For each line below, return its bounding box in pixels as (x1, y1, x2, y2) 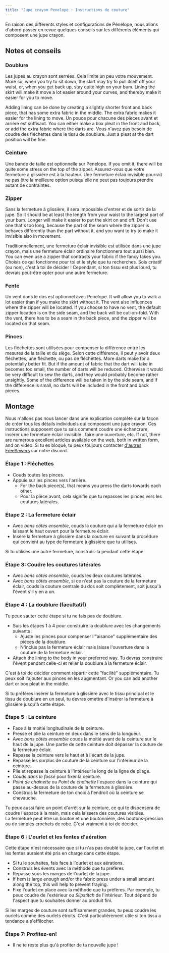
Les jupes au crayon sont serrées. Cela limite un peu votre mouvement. (5, 73, 153, 79)
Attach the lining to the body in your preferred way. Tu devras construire (12, 655, 163, 661)
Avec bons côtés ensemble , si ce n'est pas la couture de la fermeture (12, 578, 156, 584)
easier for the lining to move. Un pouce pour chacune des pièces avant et (5, 115, 158, 121)
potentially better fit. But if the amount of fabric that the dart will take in (5, 360, 153, 366)
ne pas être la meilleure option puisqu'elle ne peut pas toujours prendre (5, 177, 154, 183)
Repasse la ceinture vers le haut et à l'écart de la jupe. (12, 752, 126, 758)
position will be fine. (5, 137, 47, 143)
